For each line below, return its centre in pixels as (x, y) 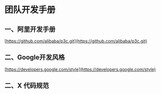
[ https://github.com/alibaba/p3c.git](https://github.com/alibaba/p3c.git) (76, 41)
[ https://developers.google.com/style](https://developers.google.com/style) (80, 69)
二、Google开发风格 (35, 58)
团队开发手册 (30, 10)
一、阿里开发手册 (30, 29)
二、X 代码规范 (27, 86)
